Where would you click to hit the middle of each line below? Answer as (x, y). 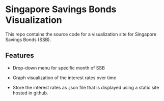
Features (20, 56)
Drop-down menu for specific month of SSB (59, 68)
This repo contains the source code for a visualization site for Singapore (81, 34)
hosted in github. (30, 93)
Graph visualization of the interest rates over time (64, 78)
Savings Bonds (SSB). (28, 40)
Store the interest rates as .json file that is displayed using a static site (86, 87)
